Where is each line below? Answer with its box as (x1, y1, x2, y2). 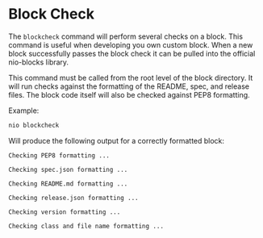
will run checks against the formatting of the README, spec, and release (8, 81, 250, 91)
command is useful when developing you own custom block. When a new (8, 40, 253, 49)
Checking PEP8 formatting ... (8, 151, 111, 160)
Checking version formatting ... (8, 207, 121, 216)
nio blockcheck (8, 121, 60, 129)
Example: (8, 106, 40, 115)
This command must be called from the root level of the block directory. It (8, 73, 253, 82)
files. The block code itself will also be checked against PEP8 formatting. (8, 90, 250, 99)
